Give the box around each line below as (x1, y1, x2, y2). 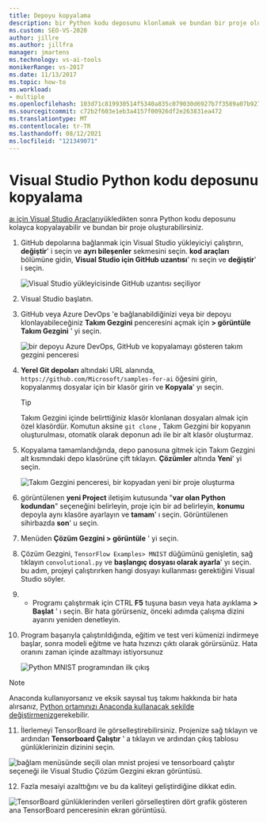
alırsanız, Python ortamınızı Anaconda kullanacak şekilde (9, 702, 195, 711)
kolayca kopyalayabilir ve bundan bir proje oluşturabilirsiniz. (9, 223, 204, 233)
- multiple (9, 93, 45, 101)
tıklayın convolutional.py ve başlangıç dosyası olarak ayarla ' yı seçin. (20, 557, 252, 567)
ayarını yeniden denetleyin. (32, 615, 121, 625)
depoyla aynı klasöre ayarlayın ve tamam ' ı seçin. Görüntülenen (20, 510, 228, 520)
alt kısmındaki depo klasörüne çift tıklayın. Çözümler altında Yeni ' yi (20, 454, 242, 463)
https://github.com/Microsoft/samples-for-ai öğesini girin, (20, 374, 218, 383)
